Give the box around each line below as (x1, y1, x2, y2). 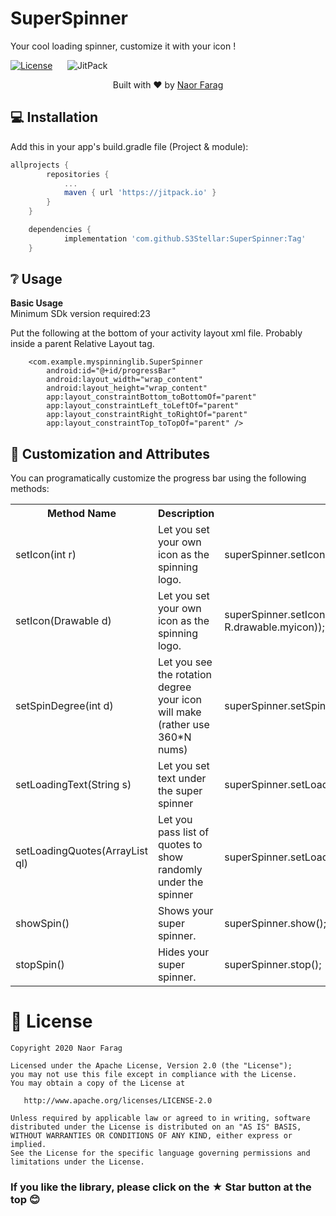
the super (157, 784, 203, 798)
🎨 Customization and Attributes (10, 445, 211, 462)
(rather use (157, 718, 210, 732)
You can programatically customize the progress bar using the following (10, 472, 307, 484)
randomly (157, 863, 203, 877)
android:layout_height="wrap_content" (46, 383, 208, 394)
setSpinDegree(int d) (15, 699, 114, 713)
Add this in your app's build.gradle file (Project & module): (10, 140, 249, 152)
